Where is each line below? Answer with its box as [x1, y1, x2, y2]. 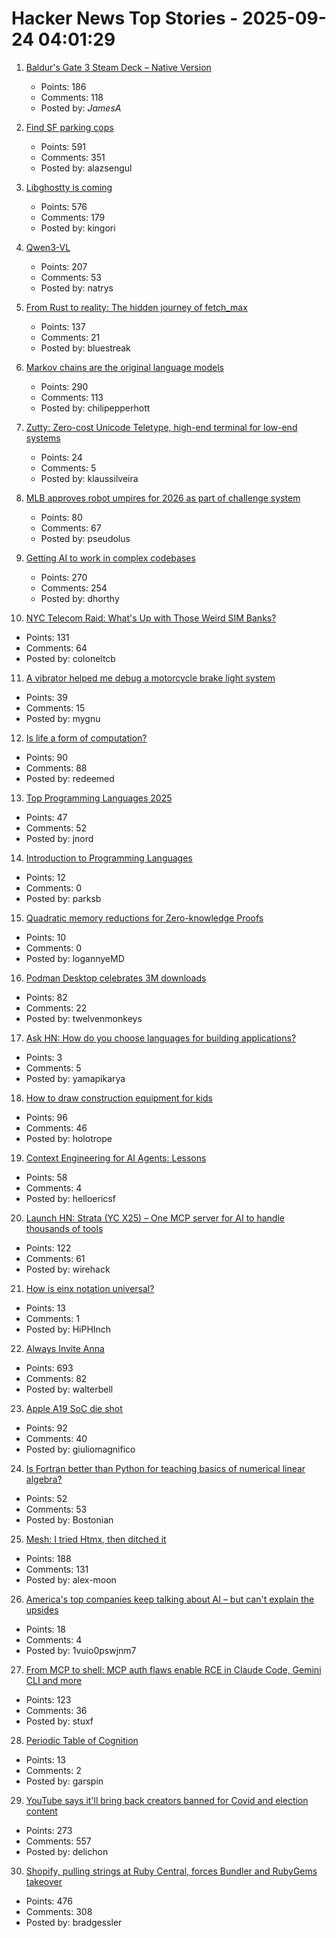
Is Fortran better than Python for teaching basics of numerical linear [25, 1462, 306, 1474]
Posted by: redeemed [25, 772, 115, 784]
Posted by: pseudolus [40, 532, 131, 544]
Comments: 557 [25, 1835, 92, 1847]
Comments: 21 [40, 331, 101, 343]
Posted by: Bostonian [25, 1513, 114, 1526]
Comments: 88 [25, 762, 88, 774]
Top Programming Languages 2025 [25, 792, 173, 804]
